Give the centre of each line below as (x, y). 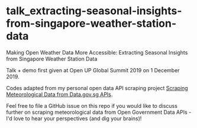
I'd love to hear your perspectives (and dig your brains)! (74, 118)
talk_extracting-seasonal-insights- (94, 11)
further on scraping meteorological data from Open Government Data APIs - (99, 112)
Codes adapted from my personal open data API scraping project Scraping (97, 88)
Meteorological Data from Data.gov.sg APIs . (59, 94)
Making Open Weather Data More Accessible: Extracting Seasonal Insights (97, 52)
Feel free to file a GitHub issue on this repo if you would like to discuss (92, 105)
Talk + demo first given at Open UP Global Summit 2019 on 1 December (93, 70)
